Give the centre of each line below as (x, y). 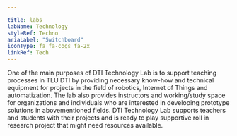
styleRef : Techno (33, 33)
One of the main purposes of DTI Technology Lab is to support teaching (112, 73)
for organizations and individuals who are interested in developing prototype (118, 103)
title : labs (25, 20)
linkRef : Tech (28, 53)
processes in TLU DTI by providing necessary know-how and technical (111, 80)
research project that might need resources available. (85, 125)
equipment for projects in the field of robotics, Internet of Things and (108, 88)
